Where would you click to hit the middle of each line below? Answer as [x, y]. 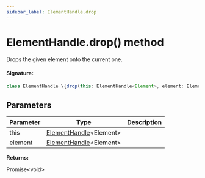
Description [145, 122]
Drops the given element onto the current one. [65, 59]
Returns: [18, 158]
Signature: [20, 73]
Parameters [29, 106]
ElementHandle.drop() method [85, 42]
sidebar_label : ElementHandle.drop [52, 12]
